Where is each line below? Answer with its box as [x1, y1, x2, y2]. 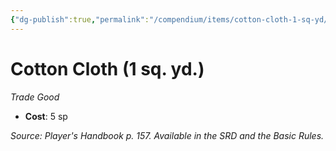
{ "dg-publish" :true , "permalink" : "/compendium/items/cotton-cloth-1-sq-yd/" [10, 14, 333, 25]
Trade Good [10, 91, 60, 103]
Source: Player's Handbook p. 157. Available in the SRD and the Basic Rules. [10, 129, 325, 141]
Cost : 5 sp [24, 110, 68, 122]
